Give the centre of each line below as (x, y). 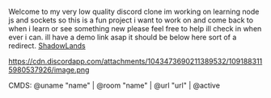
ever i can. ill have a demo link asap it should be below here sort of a (123, 37)
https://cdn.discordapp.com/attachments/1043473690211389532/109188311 (135, 61)
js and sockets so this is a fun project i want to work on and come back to (131, 20)
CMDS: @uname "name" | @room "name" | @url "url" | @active (114, 85)
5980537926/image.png (49, 70)
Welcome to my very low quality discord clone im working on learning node (134, 12)
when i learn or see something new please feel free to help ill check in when (135, 29)
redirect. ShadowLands (47, 46)
